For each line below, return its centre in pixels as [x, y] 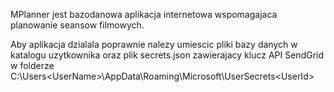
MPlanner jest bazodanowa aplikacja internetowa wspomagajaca [144, 14]
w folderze [32, 65]
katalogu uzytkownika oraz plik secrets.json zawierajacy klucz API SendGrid [167, 55]
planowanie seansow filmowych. [77, 25]
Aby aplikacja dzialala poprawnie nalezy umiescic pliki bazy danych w [154, 44]
